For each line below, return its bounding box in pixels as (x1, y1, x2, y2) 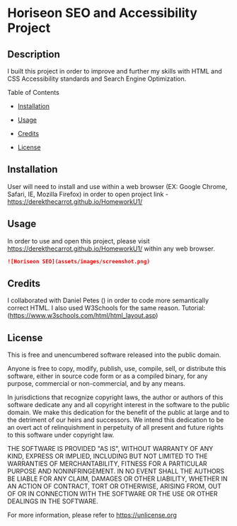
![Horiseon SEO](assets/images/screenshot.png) (7, 258, 151, 265)
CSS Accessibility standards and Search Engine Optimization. (7, 74, 187, 83)
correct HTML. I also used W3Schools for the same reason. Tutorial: (7, 304, 206, 312)
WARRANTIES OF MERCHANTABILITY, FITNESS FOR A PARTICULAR (7, 459, 207, 468)
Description (7, 48, 60, 60)
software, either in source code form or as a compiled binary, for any (7, 372, 208, 380)
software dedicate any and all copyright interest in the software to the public (7, 401, 230, 409)
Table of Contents (7, 88, 60, 96)
